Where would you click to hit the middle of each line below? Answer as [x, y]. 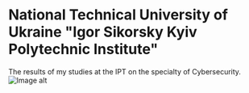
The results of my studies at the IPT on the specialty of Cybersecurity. [125, 71]
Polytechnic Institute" [83, 49]
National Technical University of [118, 15]
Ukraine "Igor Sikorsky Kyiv [103, 32]
